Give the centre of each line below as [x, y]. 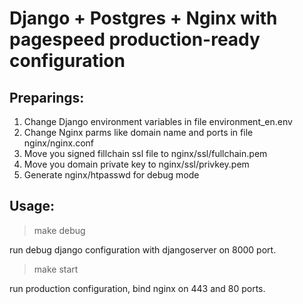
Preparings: [47, 97]
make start [56, 269]
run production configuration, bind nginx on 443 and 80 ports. [137, 288]
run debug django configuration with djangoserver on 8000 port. [143, 249]
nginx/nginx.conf [59, 143]
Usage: [32, 206]
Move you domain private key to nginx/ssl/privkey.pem [136, 164]
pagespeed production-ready [135, 39]
